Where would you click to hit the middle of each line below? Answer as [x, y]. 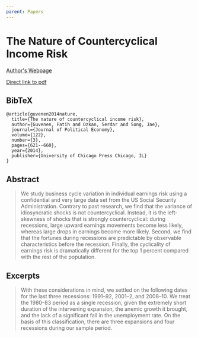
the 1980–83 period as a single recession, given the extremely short [103, 302]
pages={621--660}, [34, 146]
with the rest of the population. [58, 257]
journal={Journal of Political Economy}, [63, 130]
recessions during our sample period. [66, 328]
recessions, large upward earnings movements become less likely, [102, 225]
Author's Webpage [29, 70]
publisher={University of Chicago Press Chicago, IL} [79, 156]
